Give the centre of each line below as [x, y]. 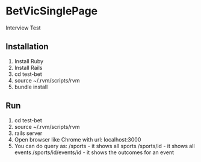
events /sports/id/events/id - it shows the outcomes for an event [94, 152]
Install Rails [28, 67]
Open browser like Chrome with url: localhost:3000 [78, 139]
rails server [28, 133]
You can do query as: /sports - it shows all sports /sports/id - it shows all [104, 146]
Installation [27, 47]
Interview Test [23, 28]
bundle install [31, 87]
